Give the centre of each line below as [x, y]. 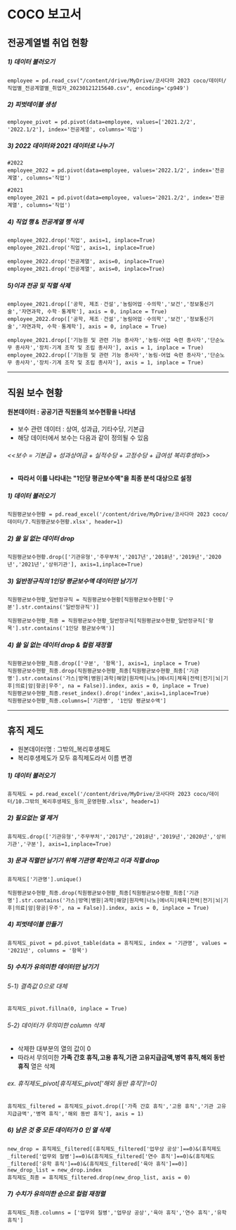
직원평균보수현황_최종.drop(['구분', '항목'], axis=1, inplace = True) [104, 664]
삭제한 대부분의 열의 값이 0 [54, 1048]
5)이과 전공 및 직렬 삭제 [39, 286]
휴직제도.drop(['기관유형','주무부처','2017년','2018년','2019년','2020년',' [112, 837]
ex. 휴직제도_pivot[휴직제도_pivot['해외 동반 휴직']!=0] [82, 1084]
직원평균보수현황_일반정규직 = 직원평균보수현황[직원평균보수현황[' [88, 600]
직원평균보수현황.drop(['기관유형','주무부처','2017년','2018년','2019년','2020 [114, 557]
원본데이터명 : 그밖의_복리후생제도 [64, 749]
